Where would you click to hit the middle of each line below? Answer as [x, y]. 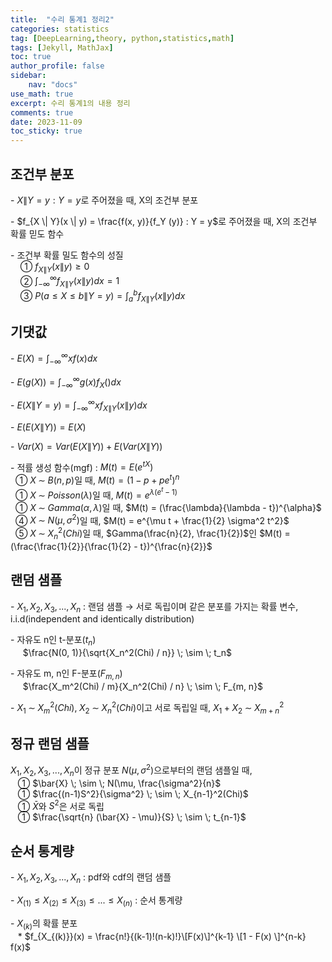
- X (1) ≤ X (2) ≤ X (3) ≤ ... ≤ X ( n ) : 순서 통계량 [96, 901]
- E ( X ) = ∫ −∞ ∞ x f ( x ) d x [54, 358]
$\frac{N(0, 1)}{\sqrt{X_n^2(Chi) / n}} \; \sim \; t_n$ [127, 653]
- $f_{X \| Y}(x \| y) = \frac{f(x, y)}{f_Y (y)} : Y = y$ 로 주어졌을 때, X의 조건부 [164, 221]
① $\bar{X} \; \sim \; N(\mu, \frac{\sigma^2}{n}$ [119, 783]
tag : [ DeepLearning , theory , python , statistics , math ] [122, 38]
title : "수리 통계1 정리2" [62, 19]
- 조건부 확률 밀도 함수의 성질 [67, 255]
